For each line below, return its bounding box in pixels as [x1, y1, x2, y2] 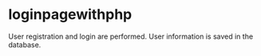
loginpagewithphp [8, 6, 132, 24]
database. [8, 39, 42, 49]
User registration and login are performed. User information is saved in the [8, 32, 254, 41]
